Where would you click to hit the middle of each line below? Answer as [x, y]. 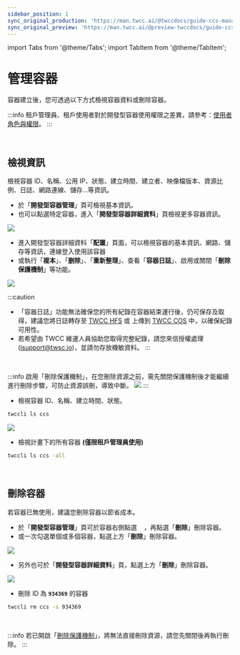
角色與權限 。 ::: [30, 124]
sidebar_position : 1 [38, 14]
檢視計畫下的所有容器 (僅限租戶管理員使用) [81, 442]
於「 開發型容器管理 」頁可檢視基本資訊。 [77, 205]
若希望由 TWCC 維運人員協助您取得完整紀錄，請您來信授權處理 [110, 339]
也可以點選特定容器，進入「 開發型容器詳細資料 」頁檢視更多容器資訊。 [121, 214]
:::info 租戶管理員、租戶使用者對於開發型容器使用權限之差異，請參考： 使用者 [120, 115]
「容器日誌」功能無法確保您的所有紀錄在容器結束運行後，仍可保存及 [118, 312]
